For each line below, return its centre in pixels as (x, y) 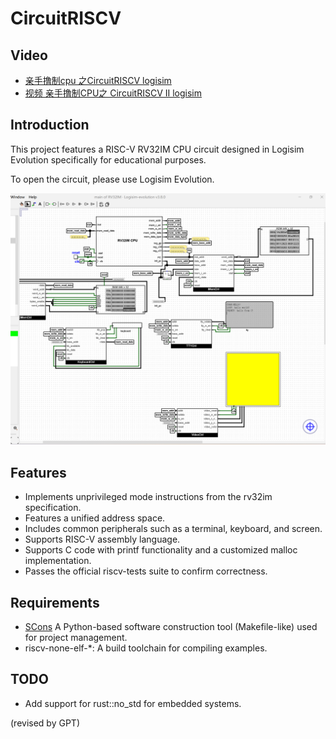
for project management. (76, 638)
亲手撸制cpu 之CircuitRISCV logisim (98, 80)
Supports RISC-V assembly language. (102, 539)
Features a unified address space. (95, 518)
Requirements (55, 602)
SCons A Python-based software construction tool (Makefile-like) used (171, 627)
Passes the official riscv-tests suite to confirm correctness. (146, 571)
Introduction (50, 125)
